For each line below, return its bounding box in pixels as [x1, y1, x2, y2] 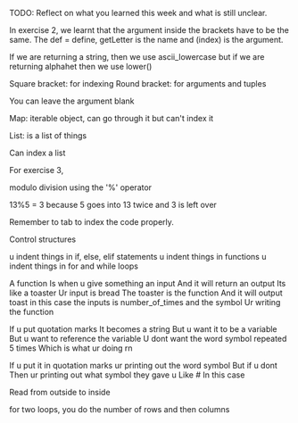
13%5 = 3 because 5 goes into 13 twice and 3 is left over [9, 200, 217, 210]
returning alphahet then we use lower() [9, 62, 153, 71]
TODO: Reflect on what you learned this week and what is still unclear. [9, 8, 268, 18]
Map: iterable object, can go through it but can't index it [9, 113, 214, 123]
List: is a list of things [9, 130, 87, 141]
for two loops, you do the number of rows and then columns [9, 404, 230, 414]
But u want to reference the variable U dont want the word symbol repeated [9, 334, 287, 344]
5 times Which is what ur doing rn [9, 343, 133, 353]
